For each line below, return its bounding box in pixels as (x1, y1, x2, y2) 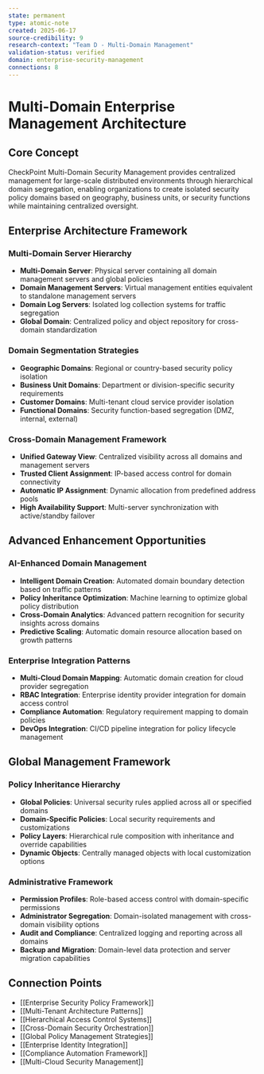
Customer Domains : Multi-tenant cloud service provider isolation (19, 397, 235, 407)
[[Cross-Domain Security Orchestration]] (19, 1023, 154, 1033)
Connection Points (8, 976, 103, 990)
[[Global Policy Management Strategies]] (19, 1031, 153, 1041)
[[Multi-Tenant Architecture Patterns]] (19, 1006, 144, 1015)
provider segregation (19, 682, 89, 691)
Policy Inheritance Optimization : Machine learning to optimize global (19, 593, 248, 602)
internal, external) (19, 414, 78, 423)
